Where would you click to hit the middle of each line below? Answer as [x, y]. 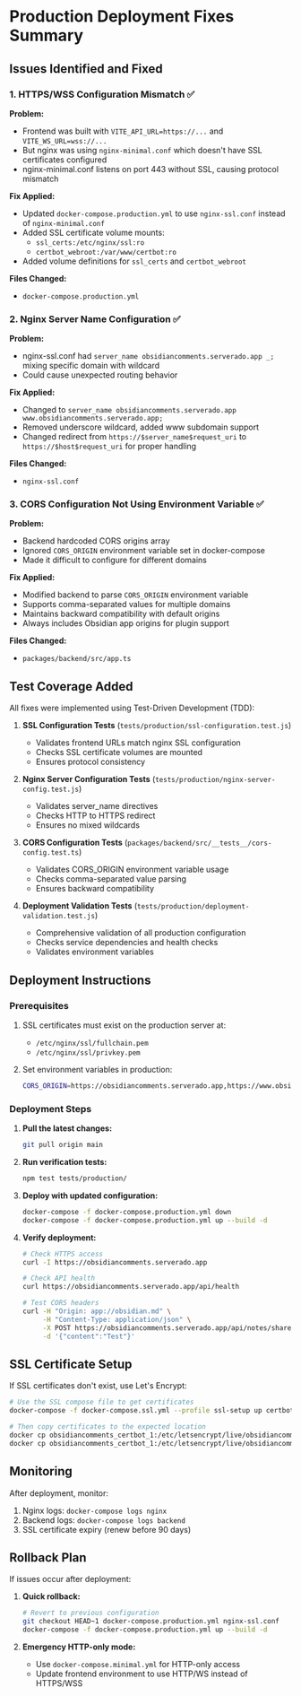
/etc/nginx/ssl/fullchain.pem [92, 1043]
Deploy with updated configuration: [90, 1196]
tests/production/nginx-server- [215, 780]
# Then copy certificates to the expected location [107, 1427]
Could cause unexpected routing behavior [100, 375]
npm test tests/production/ [74, 1179]
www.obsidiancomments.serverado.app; [93, 419]
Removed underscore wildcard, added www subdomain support [141, 427]
